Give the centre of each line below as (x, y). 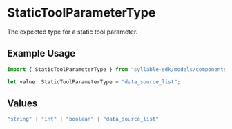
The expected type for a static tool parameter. (72, 32)
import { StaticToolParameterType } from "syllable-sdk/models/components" (118, 69)
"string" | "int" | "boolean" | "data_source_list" (83, 119)
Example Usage (41, 53)
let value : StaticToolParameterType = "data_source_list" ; (94, 82)
